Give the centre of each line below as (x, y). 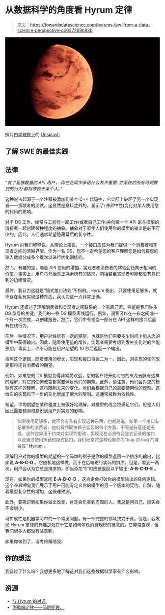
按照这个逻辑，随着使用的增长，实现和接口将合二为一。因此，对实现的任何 (80, 359)
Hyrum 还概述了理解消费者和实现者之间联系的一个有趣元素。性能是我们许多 (82, 307)
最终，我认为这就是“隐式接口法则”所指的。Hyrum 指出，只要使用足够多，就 (81, 290)
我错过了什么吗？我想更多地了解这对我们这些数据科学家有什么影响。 (74, 571)
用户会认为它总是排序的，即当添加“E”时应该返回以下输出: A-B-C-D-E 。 (86, 469)
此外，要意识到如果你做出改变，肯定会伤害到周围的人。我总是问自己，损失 (80, 502)
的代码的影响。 (20, 212)
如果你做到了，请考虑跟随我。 (35, 542)
